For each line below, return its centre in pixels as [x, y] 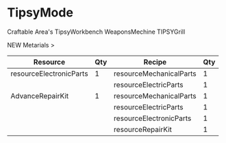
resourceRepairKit [143, 129]
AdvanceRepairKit [40, 96]
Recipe [155, 62]
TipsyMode [40, 13]
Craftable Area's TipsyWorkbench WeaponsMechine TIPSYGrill [96, 32]
